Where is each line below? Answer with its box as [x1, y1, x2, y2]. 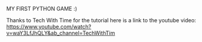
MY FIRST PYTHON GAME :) [6, 5, 78, 12]
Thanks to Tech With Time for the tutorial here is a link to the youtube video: [6, 17, 197, 23]
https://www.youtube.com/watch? [6, 23, 92, 30]
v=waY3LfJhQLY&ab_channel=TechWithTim [6, 29, 115, 37]
